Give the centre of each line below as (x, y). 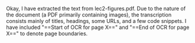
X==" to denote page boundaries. (47, 34)
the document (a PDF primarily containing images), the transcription (89, 15)
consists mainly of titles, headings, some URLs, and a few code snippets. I (96, 21)
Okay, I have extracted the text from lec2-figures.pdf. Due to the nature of (96, 9)
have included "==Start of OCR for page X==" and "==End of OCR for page (98, 27)
